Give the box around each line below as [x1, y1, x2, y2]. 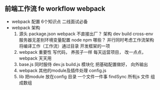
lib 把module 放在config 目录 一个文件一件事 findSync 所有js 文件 [19, 73, 150, 79]
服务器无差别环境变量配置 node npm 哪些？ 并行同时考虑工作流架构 [19, 37, 154, 43]
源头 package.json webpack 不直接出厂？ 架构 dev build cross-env [19, 31, 153, 37]
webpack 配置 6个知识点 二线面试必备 [11, 19, 88, 24]
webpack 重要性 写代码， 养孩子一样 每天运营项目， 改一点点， [19, 49, 146, 55]
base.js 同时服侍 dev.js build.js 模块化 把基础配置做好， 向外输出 [19, 61, 148, 67]
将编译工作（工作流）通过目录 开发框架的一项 [19, 43, 110, 49]
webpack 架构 [11, 24, 40, 30]
